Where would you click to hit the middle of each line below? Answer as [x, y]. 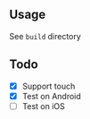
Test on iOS [43, 106]
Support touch [49, 86]
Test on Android [52, 96]
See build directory [45, 36]
